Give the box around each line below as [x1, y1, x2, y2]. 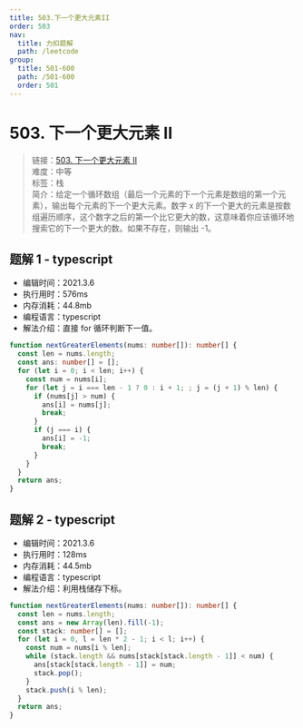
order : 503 [9, 22, 51, 31]
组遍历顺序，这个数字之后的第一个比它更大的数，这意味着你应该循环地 [31, 211, 295, 222]
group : [9, 55, 34, 64]
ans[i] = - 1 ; [42, 434, 92, 443]
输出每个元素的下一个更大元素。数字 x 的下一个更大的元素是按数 [51, 200, 292, 211]
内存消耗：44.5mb [22, 560, 93, 571]
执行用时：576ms [22, 289, 89, 300]
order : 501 [17, 81, 59, 90]
